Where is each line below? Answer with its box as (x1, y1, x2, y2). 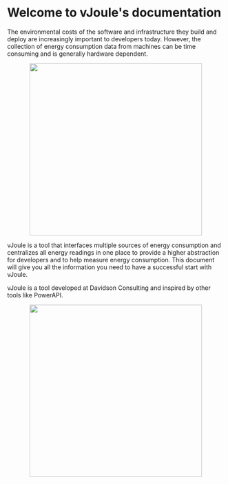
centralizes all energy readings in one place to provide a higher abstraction (7, 248, 220, 256)
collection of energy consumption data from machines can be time (7, 42, 196, 50)
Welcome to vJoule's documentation (7, 5, 222, 21)
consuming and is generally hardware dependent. (7, 50, 148, 58)
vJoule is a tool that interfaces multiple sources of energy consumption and (7, 241, 222, 249)
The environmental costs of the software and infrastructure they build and (7, 28, 217, 36)
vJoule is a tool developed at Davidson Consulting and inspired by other (7, 284, 211, 292)
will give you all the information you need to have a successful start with (7, 263, 212, 271)
